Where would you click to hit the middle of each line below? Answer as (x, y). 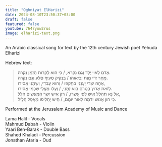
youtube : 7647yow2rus (28, 29)
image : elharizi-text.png (32, 33)
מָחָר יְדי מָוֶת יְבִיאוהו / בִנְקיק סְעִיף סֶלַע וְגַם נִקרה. (63, 78)
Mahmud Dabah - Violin (30, 124)
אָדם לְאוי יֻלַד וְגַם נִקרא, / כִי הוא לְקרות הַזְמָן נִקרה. (64, 72)
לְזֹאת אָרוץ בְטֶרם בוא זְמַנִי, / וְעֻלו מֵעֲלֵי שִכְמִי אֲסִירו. (65, 88)
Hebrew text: (19, 63)
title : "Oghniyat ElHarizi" (35, 10)
